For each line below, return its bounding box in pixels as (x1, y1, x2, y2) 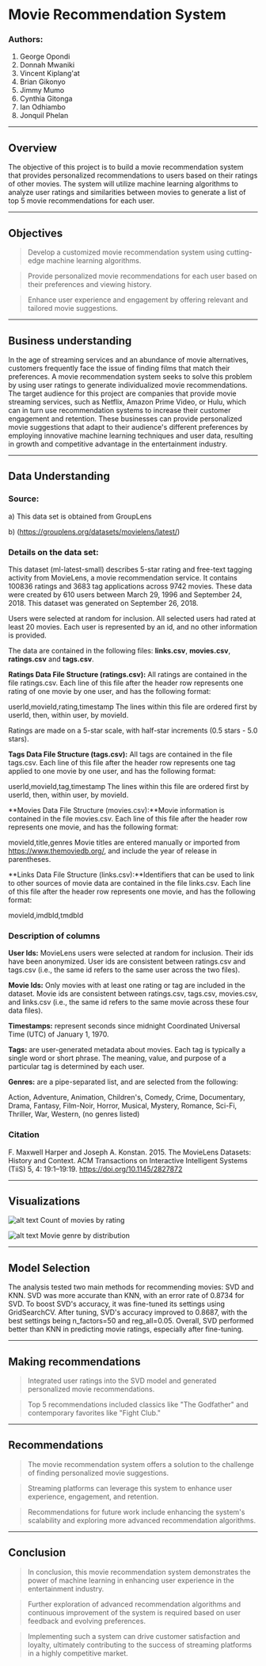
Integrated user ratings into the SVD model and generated (27, 1376, 217, 1385)
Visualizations (8, 1194, 81, 1208)
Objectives (8, 226, 63, 239)
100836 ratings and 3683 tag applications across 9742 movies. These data (8, 581, 253, 591)
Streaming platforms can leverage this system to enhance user (27, 1483, 233, 1492)
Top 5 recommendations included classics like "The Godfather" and (27, 1400, 249, 1409)
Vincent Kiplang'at (19, 69, 81, 79)
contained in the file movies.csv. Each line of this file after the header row (8, 814, 248, 823)
